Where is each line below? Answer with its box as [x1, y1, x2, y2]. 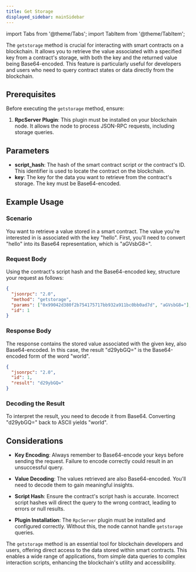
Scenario [6, 214, 32, 222]
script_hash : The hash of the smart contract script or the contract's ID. [14, 162, 185, 169]
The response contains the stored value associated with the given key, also [6, 340, 187, 347]
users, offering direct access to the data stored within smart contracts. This [6, 547, 188, 554]
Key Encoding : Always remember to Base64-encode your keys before [14, 451, 184, 458]
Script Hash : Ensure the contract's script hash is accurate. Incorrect [14, 493, 179, 500]
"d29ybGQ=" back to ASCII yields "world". [6, 419, 108, 426]
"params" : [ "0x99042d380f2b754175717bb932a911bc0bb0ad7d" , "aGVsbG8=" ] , [11, 302, 192, 308]
